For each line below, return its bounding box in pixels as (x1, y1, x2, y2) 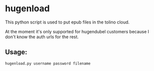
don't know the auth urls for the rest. (5, 34, 79, 40)
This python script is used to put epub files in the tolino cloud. (5, 19, 130, 25)
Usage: (5, 48, 28, 56)
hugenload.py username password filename (5, 61, 91, 66)
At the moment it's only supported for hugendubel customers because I (5, 28, 149, 34)
